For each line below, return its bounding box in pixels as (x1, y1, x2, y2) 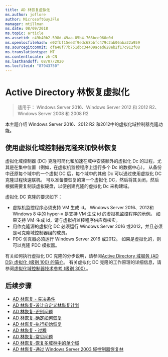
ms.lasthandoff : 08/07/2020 (5, 59, 64, 64)
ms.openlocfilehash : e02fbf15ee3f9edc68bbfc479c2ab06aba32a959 (5, 40, 140, 45)
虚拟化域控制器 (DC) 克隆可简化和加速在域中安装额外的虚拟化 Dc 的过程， (5, 158, 157, 164)
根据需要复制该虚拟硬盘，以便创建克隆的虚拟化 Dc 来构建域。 (5, 183, 132, 189)
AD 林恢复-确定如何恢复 (12, 315, 62, 321)
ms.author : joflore (5, 12, 46, 17)
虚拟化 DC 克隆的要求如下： (5, 194, 63, 200)
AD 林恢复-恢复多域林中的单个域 (12, 340, 79, 346)
